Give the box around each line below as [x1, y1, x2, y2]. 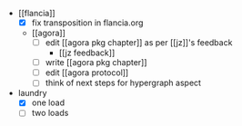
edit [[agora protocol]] [45, 67, 129, 78]
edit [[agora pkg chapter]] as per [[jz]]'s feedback [45, 37, 233, 48]
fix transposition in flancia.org [31, 17, 144, 28]
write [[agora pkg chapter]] [45, 57, 147, 68]
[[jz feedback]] [58, 47, 116, 58]
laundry [17, 88, 47, 99]
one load [31, 97, 66, 108]
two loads [31, 108, 69, 119]
